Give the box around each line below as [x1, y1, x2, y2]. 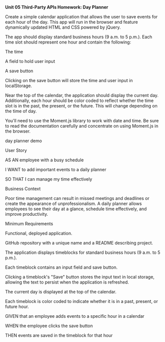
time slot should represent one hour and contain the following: [5, 39, 132, 45]
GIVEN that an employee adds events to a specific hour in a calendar [5, 313, 145, 319]
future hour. [5, 304, 29, 309]
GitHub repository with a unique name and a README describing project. [5, 240, 153, 245]
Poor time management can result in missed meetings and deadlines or [5, 195, 150, 201]
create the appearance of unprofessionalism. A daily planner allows [5, 200, 142, 206]
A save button [5, 68, 33, 74]
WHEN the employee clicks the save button [5, 323, 93, 329]
